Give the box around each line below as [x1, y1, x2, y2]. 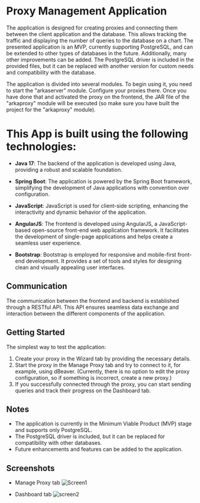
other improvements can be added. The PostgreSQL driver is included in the [6, 56, 194, 63]
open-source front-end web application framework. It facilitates [32, 227, 189, 234]
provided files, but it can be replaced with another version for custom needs [6, 62, 194, 70]
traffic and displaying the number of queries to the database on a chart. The [6, 37, 193, 44]
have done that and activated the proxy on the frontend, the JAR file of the [6, 93, 190, 100]
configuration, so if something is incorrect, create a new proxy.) [14, 374, 172, 381]
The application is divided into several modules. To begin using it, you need [6, 80, 192, 88]
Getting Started [6, 328, 65, 338]
